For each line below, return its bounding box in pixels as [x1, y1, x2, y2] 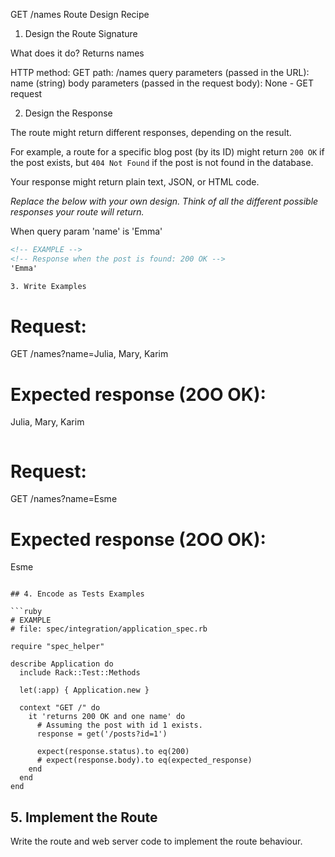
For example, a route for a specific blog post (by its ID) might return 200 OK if [10, 146, 325, 158]
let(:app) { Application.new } [19, 685, 150, 696]
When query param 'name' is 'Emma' [10, 225, 163, 237]
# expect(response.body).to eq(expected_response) [36, 755, 253, 766]
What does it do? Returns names [10, 47, 145, 59]
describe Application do [10, 659, 114, 669]
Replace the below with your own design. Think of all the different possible [10, 195, 319, 207]
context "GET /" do [19, 703, 101, 713]
